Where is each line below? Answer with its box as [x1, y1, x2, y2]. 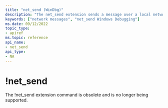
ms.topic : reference [5, 35, 48, 40]
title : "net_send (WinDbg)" [5, 7, 64, 12]
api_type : [5, 49, 26, 54]
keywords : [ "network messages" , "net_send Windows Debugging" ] [5, 16, 140, 21]
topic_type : [5, 26, 30, 31]
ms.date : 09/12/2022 [5, 21, 48, 26]
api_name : [5, 40, 26, 45]
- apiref [5, 30, 23, 35]
